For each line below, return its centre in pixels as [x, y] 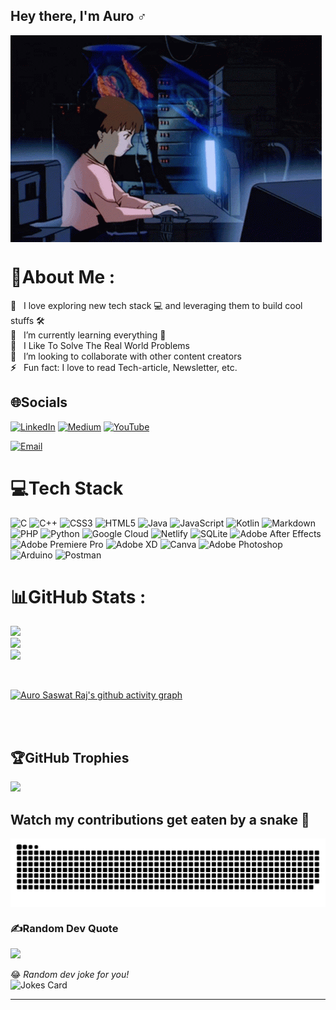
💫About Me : [63, 277]
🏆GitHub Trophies [70, 757]
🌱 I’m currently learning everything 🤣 [88, 335]
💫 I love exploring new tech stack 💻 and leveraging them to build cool [156, 305]
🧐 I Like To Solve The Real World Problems [100, 345]
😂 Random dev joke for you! [70, 975]
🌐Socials [39, 402]
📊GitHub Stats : [78, 596]
